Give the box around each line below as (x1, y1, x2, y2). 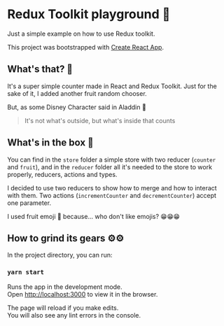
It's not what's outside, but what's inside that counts (24, 116, 176, 125)
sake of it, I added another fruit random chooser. (7, 89, 147, 97)
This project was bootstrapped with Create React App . (7, 43, 164, 51)
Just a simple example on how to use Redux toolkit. (7, 29, 155, 38)
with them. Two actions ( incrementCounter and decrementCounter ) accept (7, 191, 217, 199)
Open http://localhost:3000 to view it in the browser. (7, 290, 158, 298)
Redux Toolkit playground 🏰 (7, 6, 171, 22)
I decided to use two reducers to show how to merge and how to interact (7, 183, 217, 192)
